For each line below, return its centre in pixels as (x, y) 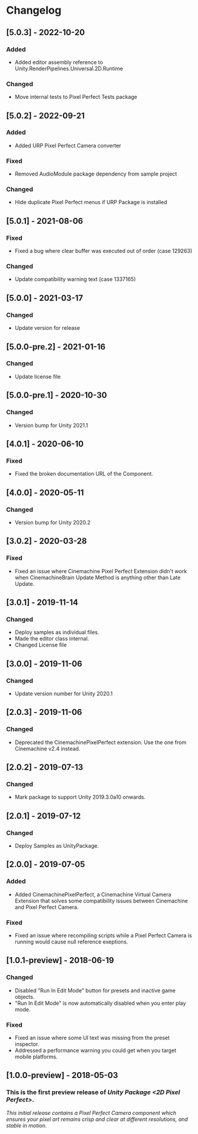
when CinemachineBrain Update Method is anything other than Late (98, 577)
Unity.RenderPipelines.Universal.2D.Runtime (69, 68)
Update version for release (47, 328)
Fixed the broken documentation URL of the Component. (84, 474)
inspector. (27, 1044)
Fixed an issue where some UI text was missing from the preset (92, 1038)
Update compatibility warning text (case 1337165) (75, 279)
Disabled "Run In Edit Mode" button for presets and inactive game (95, 990)
